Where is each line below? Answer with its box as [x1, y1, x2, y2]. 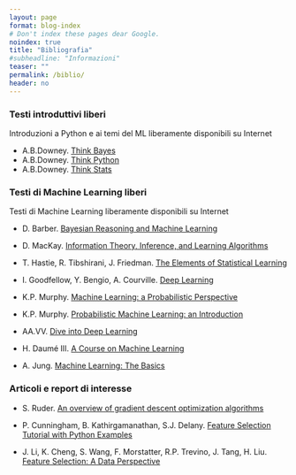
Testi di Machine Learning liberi [9, 186, 148, 198]
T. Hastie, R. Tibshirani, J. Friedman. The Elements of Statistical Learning [21, 257, 287, 268]
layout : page [9, 12, 57, 22]
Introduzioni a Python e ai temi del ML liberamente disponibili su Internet [9, 127, 272, 138]
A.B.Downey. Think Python [21, 154, 119, 165]
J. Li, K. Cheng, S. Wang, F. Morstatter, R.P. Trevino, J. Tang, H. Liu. [21, 446, 268, 456]
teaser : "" [9, 63, 49, 72]
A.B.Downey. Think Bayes [21, 145, 117, 156]
